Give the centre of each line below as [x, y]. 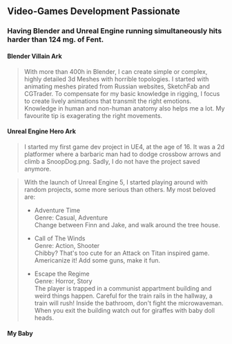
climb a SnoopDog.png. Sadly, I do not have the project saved [112, 161]
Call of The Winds [60, 238]
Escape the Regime [62, 274]
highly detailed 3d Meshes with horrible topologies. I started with [116, 79]
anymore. [38, 169]
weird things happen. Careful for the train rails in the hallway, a [123, 296]
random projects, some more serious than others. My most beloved [120, 189]
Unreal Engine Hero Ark [41, 131]
